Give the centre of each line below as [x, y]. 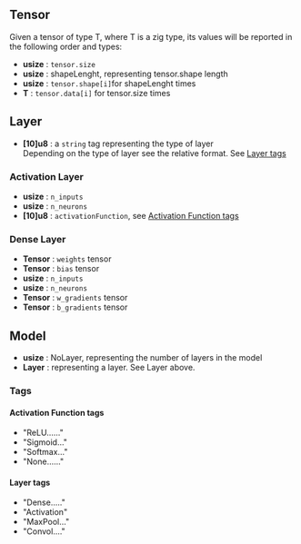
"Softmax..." [45, 452]
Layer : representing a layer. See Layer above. [109, 368]
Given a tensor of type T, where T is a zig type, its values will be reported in [151, 36]
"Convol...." [44, 531]
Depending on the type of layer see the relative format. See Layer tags [154, 153]
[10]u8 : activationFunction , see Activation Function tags [130, 215]
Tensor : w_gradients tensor [75, 298]
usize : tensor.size [59, 64]
